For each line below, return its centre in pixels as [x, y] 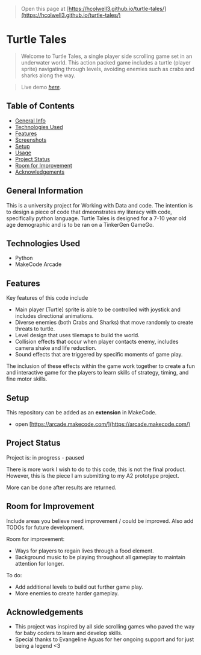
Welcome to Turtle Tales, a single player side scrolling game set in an [107, 56]
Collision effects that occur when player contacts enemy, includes [97, 342]
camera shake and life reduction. [56, 348]
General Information [45, 191]
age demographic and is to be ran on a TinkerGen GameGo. [80, 224]
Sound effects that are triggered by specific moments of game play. [99, 355]
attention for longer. [39, 563]
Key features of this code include [47, 298]
